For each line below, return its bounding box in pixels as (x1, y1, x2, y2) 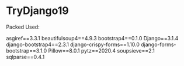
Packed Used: (6, 23, 40, 30)
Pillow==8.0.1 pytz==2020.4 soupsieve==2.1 (48, 47, 155, 54)
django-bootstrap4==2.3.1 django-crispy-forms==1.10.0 (6, 41, 140, 48)
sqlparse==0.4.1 (6, 53, 45, 60)
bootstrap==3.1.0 (6, 47, 47, 54)
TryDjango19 (6, 4, 69, 18)
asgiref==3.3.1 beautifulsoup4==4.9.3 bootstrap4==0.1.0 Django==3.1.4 (6, 34, 179, 41)
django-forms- (141, 41, 176, 48)
